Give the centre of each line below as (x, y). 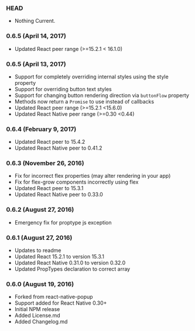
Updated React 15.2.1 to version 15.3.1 (59, 257)
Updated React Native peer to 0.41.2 (58, 148)
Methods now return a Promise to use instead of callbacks (84, 101)
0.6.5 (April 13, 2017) (36, 64)
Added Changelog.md (41, 322)
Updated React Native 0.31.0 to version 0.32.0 (70, 263)
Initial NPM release (37, 309)
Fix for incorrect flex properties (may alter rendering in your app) (93, 176)
